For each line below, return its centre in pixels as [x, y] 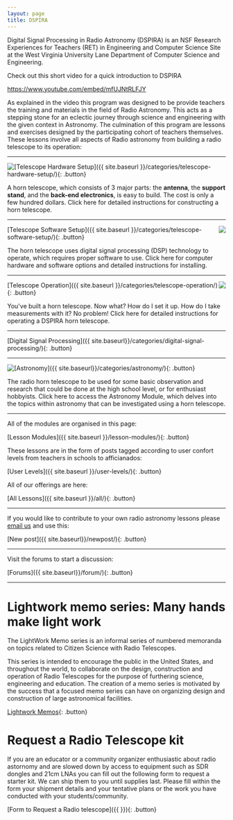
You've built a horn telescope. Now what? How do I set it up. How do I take [114, 306]
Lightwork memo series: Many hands [116, 606]
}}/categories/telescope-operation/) [167, 285]
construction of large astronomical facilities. [70, 698]
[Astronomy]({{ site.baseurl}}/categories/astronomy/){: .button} [105, 368]
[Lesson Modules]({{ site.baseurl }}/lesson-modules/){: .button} [98, 437]
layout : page [26, 14]
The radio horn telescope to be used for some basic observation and [105, 381]
